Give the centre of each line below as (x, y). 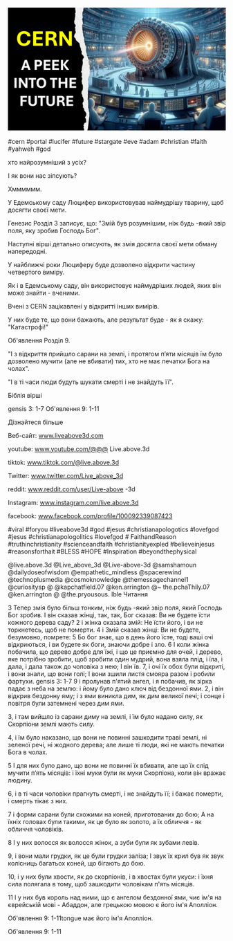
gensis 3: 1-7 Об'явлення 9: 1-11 (54, 408)
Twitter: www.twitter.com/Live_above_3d (66, 475)
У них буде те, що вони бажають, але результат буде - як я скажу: (106, 320)
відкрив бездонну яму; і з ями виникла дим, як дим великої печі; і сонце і (116, 695)
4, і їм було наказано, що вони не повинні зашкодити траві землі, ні (108, 737)
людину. (20, 780)
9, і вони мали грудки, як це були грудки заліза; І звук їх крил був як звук (116, 856)
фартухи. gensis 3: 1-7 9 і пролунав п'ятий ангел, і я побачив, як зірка (110, 681)
